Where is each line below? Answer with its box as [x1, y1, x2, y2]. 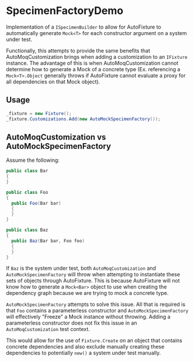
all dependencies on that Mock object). [6, 78, 101, 85]
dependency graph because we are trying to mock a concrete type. [6, 290, 169, 297]
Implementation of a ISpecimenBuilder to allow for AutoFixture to [6, 23, 162, 30]
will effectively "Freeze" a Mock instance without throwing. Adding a [6, 314, 171, 321]
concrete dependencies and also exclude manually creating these [6, 343, 165, 350]
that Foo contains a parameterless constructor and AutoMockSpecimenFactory [6, 307, 189, 314]
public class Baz [6, 227, 49, 233]
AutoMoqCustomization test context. [6, 326, 91, 333]
